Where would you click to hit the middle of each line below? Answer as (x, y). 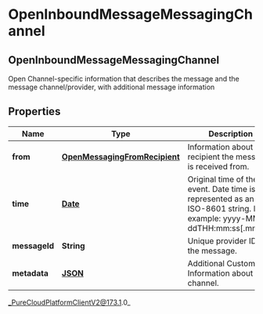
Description (231, 133)
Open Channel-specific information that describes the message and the (124, 79)
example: (204, 218)
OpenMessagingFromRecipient (121, 157)
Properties (34, 112)
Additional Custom (222, 263)
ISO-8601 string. (220, 208)
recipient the (211, 157)
